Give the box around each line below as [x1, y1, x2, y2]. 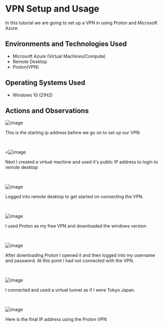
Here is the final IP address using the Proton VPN [5, 316, 107, 322]
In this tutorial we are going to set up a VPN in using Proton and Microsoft [5, 20, 157, 26]
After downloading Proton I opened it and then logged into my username [5, 252, 155, 258]
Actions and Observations [5, 106, 89, 115]
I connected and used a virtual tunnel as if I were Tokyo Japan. [5, 287, 135, 293]
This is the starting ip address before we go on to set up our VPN [5, 130, 140, 136]
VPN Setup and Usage [5, 3, 100, 15]
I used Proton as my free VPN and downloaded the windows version [5, 223, 147, 229]
